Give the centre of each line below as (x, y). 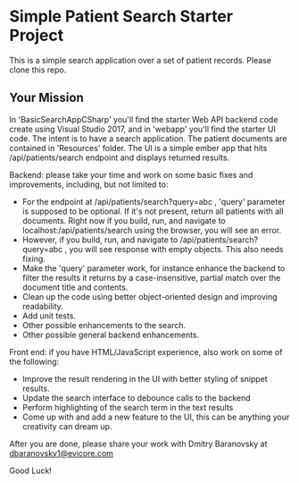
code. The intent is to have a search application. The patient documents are (148, 138)
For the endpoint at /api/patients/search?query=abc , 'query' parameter (154, 201)
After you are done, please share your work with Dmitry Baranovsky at (138, 444)
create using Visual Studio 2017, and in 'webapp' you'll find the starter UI (143, 129)
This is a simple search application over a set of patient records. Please (141, 60)
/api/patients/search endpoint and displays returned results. (120, 157)
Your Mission (46, 98)
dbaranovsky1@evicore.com (62, 453)
